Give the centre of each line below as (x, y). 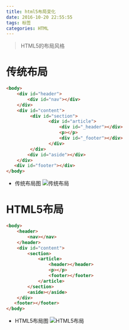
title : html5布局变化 (31, 12)
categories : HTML (28, 28)
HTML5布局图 (32, 321)
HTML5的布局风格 (43, 46)
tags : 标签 (19, 23)
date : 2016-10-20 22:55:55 (39, 17)
